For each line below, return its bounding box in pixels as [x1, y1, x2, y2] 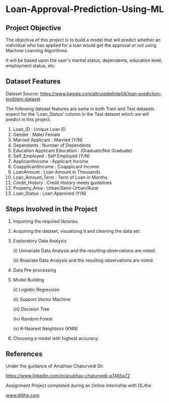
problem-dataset [6, 96, 41, 102]
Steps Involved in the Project [6, 205, 98, 213]
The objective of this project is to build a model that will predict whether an [6, 37, 161, 43]
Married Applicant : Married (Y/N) [13, 137, 83, 143]
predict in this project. [6, 116, 51, 122]
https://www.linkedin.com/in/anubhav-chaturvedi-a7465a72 [6, 373, 130, 379]
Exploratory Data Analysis [13, 237, 67, 244]
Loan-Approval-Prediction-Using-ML [6, 4, 164, 15]
